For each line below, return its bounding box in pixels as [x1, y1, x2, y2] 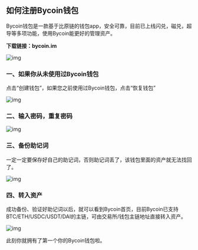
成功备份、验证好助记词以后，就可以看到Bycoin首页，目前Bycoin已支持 [6, 206, 179, 212]
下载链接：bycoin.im [6, 42, 57, 49]
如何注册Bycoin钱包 [6, 5, 79, 16]
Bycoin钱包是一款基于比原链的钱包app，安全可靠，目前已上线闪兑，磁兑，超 [6, 22, 192, 29]
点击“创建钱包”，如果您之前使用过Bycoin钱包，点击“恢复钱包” [6, 84, 156, 91]
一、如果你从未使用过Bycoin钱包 [6, 70, 99, 78]
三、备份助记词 [6, 142, 49, 150]
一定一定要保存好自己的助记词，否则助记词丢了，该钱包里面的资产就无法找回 [6, 156, 192, 163]
